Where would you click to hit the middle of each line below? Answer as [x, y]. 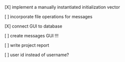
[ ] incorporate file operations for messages [49, 16]
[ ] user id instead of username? [37, 55]
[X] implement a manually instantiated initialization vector [62, 7]
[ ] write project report [27, 45]
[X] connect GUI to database [33, 26]
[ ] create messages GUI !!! [32, 36]
